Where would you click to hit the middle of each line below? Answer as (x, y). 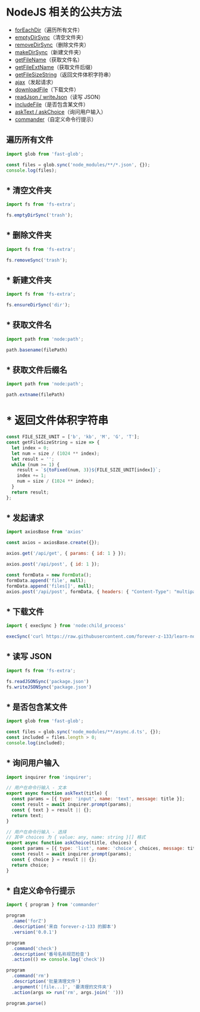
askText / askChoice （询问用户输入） (60, 111)
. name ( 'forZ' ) (29, 921)
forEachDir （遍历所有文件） (49, 30)
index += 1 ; (32, 476)
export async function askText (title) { (57, 793)
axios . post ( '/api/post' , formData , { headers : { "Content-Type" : (89, 592)
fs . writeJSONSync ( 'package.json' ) (49, 687)
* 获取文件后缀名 (37, 370)
